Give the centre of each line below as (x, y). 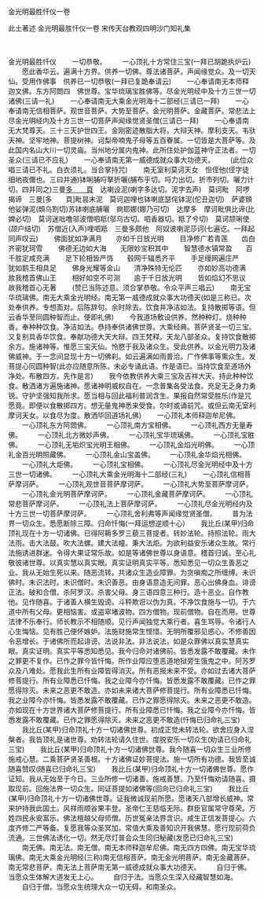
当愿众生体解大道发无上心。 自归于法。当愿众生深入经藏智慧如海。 (123, 877)
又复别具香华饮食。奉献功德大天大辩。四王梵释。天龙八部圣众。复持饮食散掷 (132, 337)
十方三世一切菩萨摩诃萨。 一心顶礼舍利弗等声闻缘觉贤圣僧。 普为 (127, 514)
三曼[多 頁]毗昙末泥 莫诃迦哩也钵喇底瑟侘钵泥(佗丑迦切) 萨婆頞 (141, 199)
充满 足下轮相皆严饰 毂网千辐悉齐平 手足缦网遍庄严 (137, 258)
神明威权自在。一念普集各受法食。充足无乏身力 (173, 386)
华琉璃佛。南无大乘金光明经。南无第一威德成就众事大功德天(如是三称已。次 (130, 297)
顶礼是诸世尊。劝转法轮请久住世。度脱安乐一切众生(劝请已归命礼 (147, 739)
